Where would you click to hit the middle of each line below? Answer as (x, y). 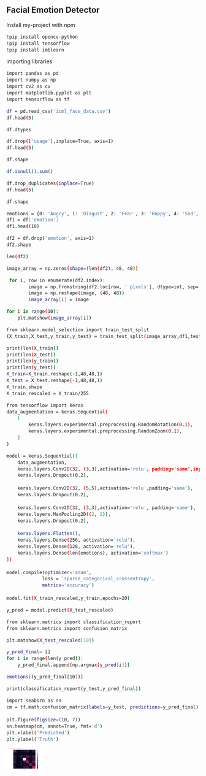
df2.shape (19, 245)
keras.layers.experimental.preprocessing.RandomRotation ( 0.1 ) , (111, 425)
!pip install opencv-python (42, 37)
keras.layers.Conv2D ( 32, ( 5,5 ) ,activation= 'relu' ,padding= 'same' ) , (105, 488)
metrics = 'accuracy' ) (68, 585)
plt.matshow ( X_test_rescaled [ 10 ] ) (51, 640)
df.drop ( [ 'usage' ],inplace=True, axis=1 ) (60, 141)
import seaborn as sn (34, 701)
